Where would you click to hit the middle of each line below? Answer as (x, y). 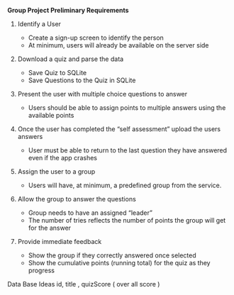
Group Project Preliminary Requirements (68, 10)
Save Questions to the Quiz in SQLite (82, 80)
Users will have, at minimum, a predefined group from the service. (125, 185)
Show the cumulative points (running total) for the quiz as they (119, 263)
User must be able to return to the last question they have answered (128, 150)
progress (41, 270)
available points (51, 115)
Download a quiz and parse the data (71, 59)
